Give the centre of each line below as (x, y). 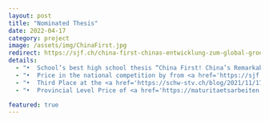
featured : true (34, 105)
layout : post (30, 16)
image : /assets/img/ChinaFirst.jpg (68, 46)
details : (23, 61)
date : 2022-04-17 (37, 30)
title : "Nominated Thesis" (53, 23)
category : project (39, 38)
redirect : (25, 53)
